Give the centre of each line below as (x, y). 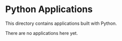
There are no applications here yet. (42, 33)
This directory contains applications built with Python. (61, 23)
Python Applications (49, 9)
